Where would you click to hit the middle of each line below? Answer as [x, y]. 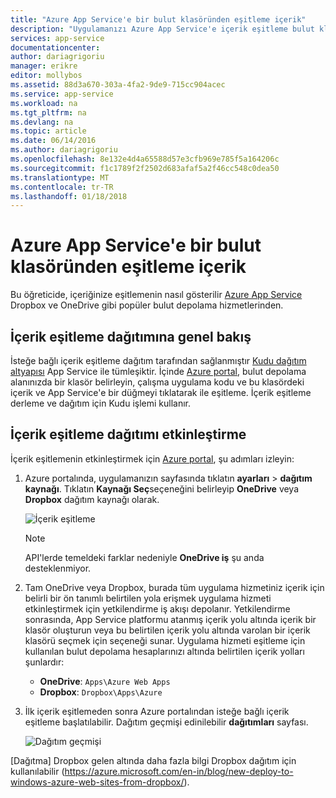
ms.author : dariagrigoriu [64, 150]
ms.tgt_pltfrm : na [48, 112]
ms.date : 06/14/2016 [53, 141]
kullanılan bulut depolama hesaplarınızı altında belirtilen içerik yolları [164, 651]
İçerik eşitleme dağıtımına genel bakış [131, 336]
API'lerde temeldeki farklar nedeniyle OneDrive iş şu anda [144, 557]
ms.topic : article [48, 131]
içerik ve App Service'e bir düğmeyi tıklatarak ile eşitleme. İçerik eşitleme [161, 392]
